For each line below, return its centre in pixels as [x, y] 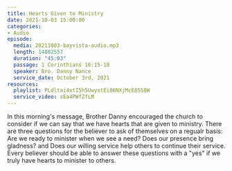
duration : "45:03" [40, 59]
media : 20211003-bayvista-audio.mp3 [66, 46]
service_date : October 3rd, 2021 [62, 78]
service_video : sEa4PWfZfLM [54, 97]
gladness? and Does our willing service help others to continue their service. [116, 146]
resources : [23, 84]
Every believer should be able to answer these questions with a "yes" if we [114, 153]
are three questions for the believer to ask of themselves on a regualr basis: [115, 131]
